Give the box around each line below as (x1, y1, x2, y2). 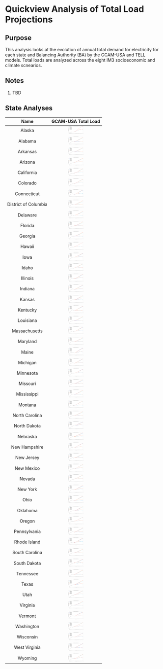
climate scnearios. (5, 63, 42, 68)
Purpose (5, 34, 32, 42)
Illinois (21, 275, 34, 282)
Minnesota (16, 370, 38, 376)
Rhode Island (14, 539, 41, 545)
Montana (18, 402, 37, 408)
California (17, 170, 37, 176)
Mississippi (16, 391, 39, 397)
